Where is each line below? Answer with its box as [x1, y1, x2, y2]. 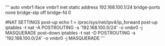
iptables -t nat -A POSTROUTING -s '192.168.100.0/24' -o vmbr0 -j [5, 24, 143, 30]
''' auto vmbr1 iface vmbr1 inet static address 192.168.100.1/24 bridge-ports [5, 4, 160, 10]
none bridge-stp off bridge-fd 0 [5, 9, 72, 15]
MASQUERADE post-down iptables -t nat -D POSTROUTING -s [5, 30, 136, 35]
